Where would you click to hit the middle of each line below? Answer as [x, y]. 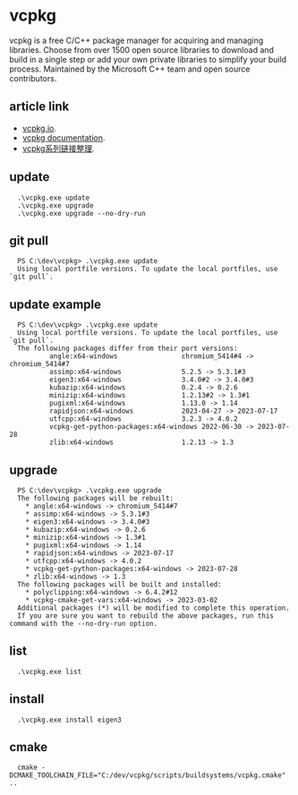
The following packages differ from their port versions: [128, 349]
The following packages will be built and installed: [119, 585]
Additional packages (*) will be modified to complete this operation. [154, 608]
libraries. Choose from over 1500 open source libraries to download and [142, 49]
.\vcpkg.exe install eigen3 [70, 720]
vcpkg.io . [39, 128]
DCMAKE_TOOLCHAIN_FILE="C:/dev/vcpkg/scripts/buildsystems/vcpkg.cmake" [148, 775]
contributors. [33, 78]
